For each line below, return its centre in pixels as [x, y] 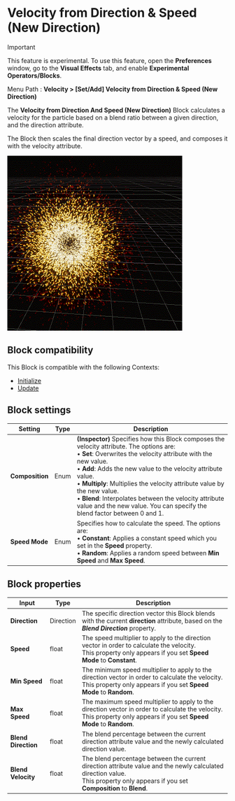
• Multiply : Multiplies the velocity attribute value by [151, 483]
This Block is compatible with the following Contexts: [83, 367]
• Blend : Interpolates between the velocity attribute [150, 499]
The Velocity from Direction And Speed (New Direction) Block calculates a [116, 110]
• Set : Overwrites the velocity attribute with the [144, 454]
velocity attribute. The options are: [126, 446]
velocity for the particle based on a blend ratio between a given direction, [113, 118]
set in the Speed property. [114, 545]
